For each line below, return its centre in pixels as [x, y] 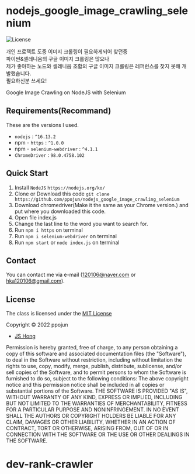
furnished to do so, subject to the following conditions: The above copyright [97, 379]
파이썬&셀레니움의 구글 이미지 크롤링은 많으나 [58, 59]
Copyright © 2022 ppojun [37, 325]
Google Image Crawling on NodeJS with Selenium [66, 92]
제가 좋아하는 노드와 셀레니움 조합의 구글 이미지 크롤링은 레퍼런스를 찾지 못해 [93, 66]
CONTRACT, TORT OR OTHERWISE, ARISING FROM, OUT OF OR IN [87, 428]
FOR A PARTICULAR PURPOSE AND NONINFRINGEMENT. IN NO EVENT [93, 410]
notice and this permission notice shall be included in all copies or [85, 385]
